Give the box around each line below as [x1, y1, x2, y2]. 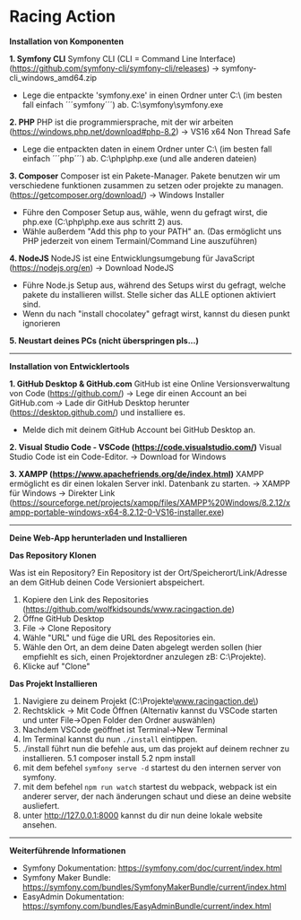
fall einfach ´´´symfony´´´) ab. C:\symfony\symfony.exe [21, 99, 224, 109]
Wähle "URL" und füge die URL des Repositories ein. [21, 632, 216, 643]
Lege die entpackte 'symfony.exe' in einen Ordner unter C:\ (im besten [21, 90, 282, 100]
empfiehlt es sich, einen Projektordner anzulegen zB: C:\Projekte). [21, 651, 267, 662]
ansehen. [21, 819, 57, 830]
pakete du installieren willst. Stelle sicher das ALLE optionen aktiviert [21, 289, 276, 299]
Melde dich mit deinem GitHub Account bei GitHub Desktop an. [21, 424, 256, 435]
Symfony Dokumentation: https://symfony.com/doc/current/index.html [21, 863, 282, 873]
